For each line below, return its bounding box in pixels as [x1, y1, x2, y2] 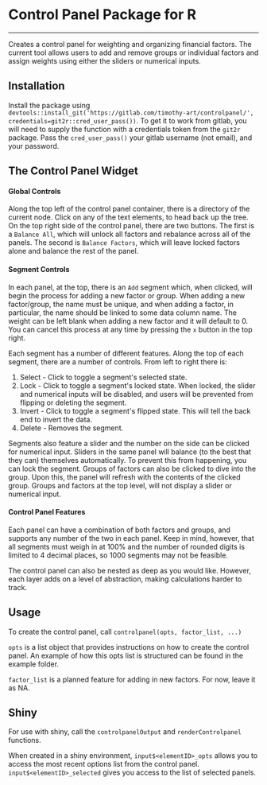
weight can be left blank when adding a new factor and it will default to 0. [8, 316, 249, 325]
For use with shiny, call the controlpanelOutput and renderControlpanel [8, 727, 242, 736]
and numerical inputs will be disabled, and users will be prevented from [19, 389, 253, 398]
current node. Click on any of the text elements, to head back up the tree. [8, 212, 249, 222]
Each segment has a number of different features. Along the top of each [8, 348, 244, 358]
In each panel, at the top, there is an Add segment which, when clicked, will [8, 282, 253, 292]
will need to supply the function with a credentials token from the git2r [8, 124, 241, 134]
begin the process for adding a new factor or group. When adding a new [8, 290, 246, 300]
